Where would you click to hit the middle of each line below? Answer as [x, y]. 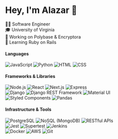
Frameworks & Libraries [30, 76]
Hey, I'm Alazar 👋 [41, 10]
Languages [17, 53]
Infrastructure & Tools [28, 109]
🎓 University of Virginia [30, 29]
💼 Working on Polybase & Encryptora [43, 36]
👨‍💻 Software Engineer [28, 24]
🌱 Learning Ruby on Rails [31, 42]
